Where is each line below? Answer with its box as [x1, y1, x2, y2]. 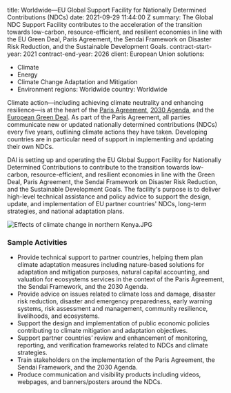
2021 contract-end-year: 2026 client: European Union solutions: [23, 50, 205, 58]
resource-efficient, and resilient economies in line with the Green [30, 170, 215, 179]
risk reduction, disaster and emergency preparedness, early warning [17, 297, 212, 305]
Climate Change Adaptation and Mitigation [17, 78, 138, 85]
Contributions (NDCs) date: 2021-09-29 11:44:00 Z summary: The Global [7, 13, 214, 21]
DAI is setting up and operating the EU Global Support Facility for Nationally [7, 156, 222, 164]
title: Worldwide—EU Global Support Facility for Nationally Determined [7, 6, 207, 14]
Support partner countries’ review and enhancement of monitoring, [17, 334, 208, 342]
